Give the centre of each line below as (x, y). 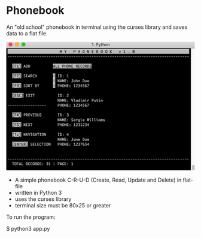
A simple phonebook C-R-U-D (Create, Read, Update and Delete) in (98, 180)
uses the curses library (43, 199)
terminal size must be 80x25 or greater (63, 205)
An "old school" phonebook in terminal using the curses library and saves (97, 27)
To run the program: (31, 217)
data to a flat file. (27, 33)
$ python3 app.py (28, 228)
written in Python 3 (38, 192)
